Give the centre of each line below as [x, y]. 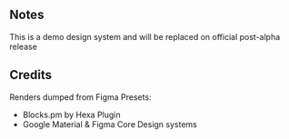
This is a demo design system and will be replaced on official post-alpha [145, 36]
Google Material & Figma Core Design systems [110, 124]
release [24, 46]
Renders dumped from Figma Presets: [80, 97]
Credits [31, 75]
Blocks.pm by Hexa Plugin [71, 114]
